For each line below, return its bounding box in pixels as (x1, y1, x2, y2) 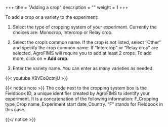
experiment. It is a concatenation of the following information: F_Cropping (5, 96, 158, 102)
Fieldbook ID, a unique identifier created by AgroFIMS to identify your (5, 90, 150, 96)
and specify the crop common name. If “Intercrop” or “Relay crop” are (12, 45, 158, 50)
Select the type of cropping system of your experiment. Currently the (12, 24, 157, 30)
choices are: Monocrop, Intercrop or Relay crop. (12, 29, 113, 35)
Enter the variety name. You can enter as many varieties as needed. (12, 66, 154, 71)
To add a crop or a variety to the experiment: (5, 14, 99, 20)
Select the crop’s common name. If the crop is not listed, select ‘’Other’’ (12, 39, 162, 45)
